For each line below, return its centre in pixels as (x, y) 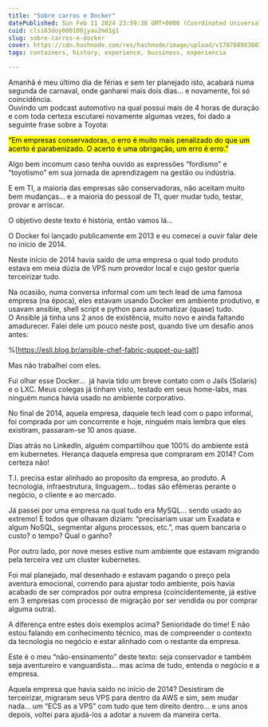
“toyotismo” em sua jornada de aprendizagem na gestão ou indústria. (122, 173)
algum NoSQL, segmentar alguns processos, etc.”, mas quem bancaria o (127, 527)
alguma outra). (32, 609)
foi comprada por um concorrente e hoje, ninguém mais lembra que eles (127, 422)
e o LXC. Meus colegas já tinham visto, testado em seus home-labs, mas (128, 389)
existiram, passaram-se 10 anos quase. (73, 430)
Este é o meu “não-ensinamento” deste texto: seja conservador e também (130, 657)
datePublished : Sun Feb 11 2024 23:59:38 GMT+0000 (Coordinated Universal (135, 23)
